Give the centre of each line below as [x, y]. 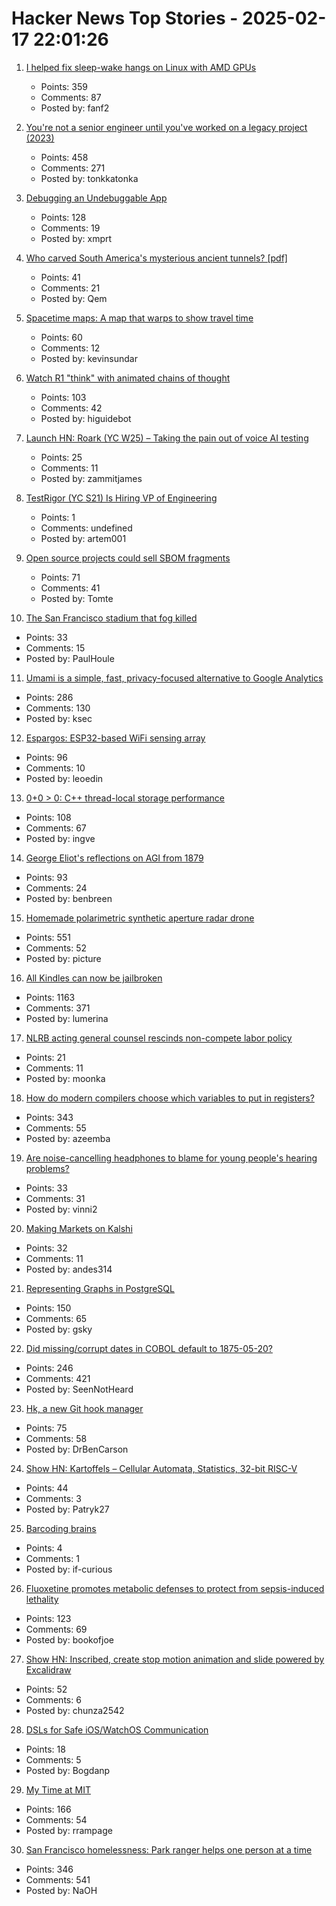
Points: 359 [64, 86]
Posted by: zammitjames [91, 478]
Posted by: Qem [74, 298]
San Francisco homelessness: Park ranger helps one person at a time [169, 1849]
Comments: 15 [55, 648]
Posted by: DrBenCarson [77, 1449]
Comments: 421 [58, 1378]
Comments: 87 [71, 97]
